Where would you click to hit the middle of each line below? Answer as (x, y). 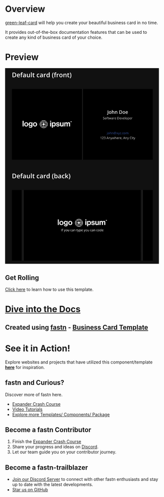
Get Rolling (22, 277)
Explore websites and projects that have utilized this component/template (79, 362)
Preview (22, 57)
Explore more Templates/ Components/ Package (61, 414)
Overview (25, 9)
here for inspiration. (25, 367)
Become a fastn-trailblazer (47, 467)
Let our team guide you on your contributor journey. (64, 452)
